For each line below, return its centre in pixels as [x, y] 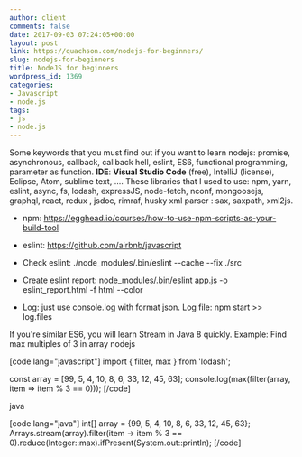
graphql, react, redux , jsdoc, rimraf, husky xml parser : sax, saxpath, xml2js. [151, 201]
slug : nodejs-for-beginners [62, 60]
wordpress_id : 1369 [46, 77]
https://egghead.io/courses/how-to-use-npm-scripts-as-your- [160, 218]
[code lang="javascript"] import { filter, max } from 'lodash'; [120, 361]
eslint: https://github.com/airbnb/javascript [102, 245]
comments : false [40, 26]
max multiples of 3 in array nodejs [73, 344]
